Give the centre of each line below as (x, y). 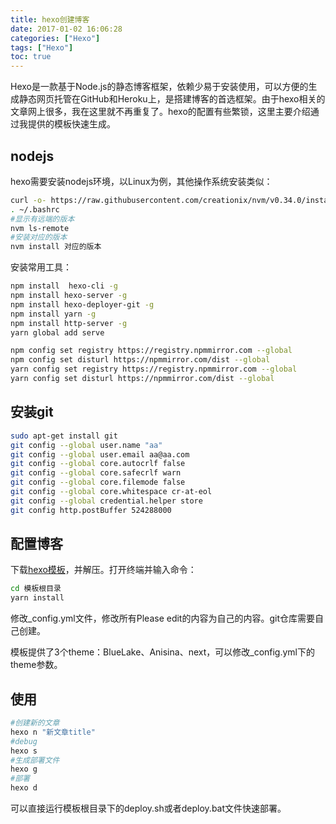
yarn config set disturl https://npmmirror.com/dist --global (142, 379)
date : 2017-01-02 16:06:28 (66, 29)
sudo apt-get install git (64, 436)
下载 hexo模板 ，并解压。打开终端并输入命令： (103, 570)
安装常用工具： (41, 267)
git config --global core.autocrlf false (98, 464)
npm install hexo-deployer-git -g (82, 304)
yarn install (37, 598)
